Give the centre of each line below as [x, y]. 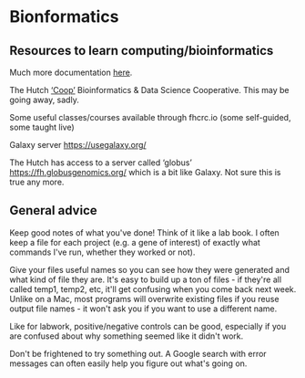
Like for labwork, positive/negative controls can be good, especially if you [148, 326]
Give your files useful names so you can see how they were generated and [149, 269]
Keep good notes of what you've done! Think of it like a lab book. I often [144, 232]
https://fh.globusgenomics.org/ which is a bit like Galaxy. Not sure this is [145, 172]
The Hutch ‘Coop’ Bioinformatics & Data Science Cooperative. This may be [149, 90]
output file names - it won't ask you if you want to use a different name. [143, 309]
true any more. [37, 182]
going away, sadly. [44, 100]
